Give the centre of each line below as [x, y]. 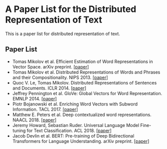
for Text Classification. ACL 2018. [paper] [69, 130]
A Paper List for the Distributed [71, 9]
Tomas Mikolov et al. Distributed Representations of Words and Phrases [86, 72]
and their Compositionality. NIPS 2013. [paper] [60, 77]
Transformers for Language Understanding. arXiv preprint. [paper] [81, 141]
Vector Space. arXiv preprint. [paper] [50, 66]
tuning [19, 130]
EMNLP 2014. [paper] [34, 98]
